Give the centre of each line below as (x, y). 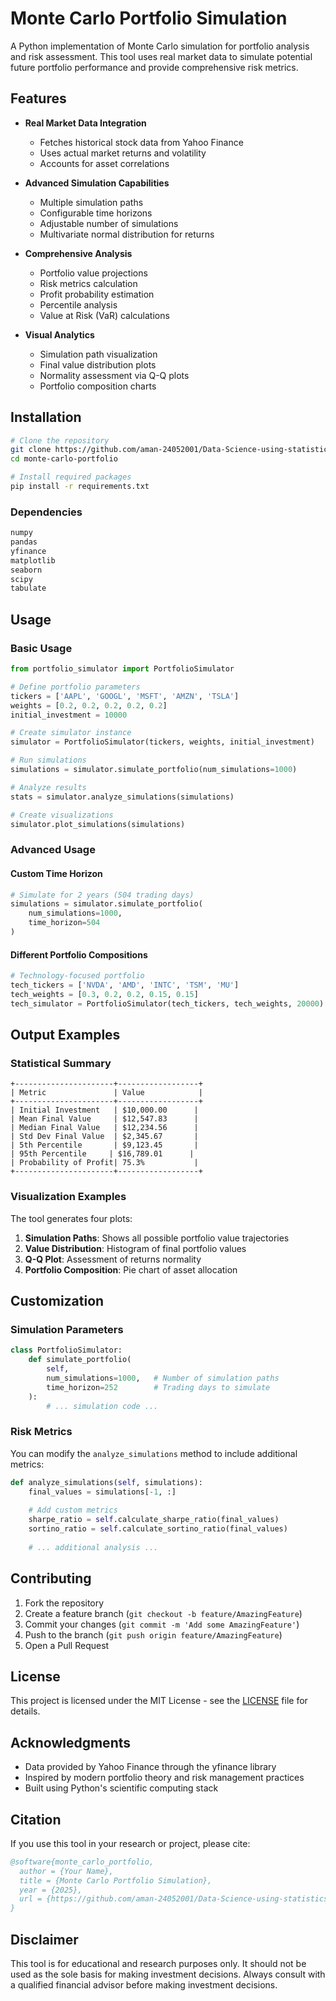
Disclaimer (44, 1939)
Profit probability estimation (97, 294)
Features (38, 98)
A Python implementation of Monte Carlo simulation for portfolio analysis (160, 46)
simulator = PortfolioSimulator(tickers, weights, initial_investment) (162, 742)
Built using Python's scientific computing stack (121, 1788)
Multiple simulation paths (91, 202)
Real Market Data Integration (85, 123)
